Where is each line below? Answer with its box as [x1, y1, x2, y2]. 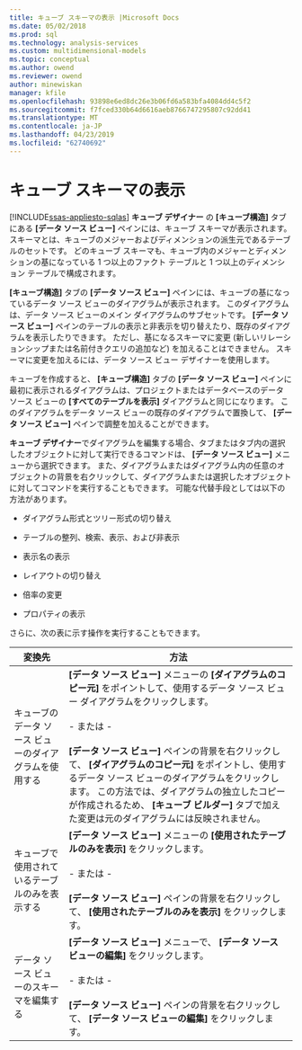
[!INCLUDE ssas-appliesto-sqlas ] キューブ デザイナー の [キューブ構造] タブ [9, 211, 288, 222]
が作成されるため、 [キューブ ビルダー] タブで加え [68, 798, 281, 811]
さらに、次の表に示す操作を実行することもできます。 [9, 627, 205, 638]
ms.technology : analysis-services [9, 38, 139, 48]
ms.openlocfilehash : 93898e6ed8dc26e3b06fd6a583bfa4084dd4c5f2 [9, 96, 252, 106]
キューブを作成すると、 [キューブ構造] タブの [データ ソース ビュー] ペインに [9, 373, 292, 384]
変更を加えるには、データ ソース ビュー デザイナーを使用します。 [32, 354, 275, 365]
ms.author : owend [9, 64, 75, 73]
